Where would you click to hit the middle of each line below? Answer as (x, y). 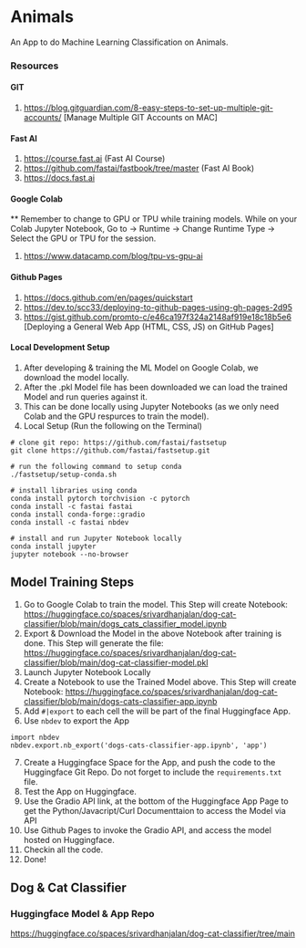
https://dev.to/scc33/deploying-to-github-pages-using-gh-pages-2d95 (158, 307)
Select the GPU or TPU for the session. (83, 238)
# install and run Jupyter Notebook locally (96, 538)
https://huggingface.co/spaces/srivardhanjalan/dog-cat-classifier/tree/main (153, 933)
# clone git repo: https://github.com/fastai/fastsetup (118, 443)
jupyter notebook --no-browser (70, 554)
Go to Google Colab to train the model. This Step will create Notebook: (155, 604)
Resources (35, 66)
